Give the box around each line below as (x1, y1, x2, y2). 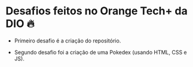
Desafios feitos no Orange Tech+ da (5, 4, 188, 18)
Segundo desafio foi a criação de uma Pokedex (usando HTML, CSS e (14, 48, 188, 56)
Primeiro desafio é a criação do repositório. (14, 37, 121, 44)
